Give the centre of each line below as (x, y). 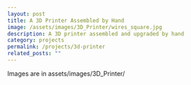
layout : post (26, 14)
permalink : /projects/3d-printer (56, 47)
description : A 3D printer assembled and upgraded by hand (96, 34)
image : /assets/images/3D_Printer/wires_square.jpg (85, 27)
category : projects (36, 40)
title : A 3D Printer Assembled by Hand (66, 21)
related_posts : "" (34, 54)
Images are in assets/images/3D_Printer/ (66, 73)
